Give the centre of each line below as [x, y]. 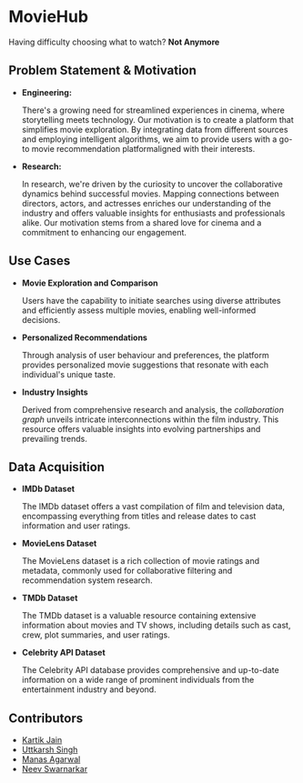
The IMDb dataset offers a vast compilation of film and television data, [153, 507]
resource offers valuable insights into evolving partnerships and [141, 428]
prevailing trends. [54, 438]
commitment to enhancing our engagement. [104, 232]
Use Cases [40, 261]
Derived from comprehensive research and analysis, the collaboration [152, 409]
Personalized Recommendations [84, 337]
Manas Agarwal [51, 759]
